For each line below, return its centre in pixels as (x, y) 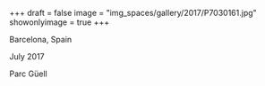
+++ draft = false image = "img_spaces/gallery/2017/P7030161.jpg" (133, 13)
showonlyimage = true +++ (60, 22)
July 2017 (27, 56)
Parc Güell (28, 74)
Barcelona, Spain (41, 39)
